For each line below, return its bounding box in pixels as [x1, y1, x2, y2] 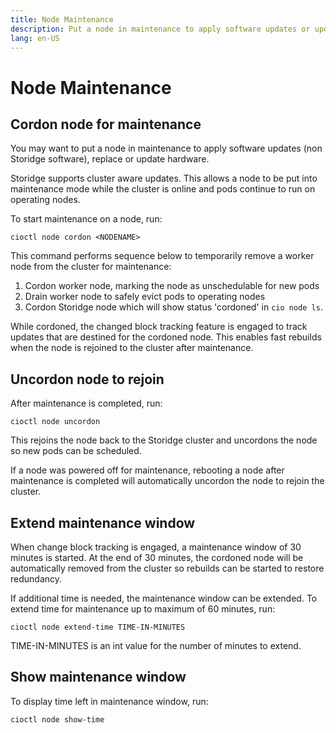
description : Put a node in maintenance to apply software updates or [10, 24, 311, 34]
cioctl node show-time [10, 714, 105, 725]
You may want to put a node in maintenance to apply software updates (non [10, 142, 323, 155]
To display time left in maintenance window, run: [10, 695, 209, 707]
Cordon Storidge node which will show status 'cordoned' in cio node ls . [24, 301, 323, 313]
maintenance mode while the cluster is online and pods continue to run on [10, 183, 316, 195]
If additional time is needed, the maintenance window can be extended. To [10, 592, 318, 604]
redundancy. [10, 573, 63, 585]
